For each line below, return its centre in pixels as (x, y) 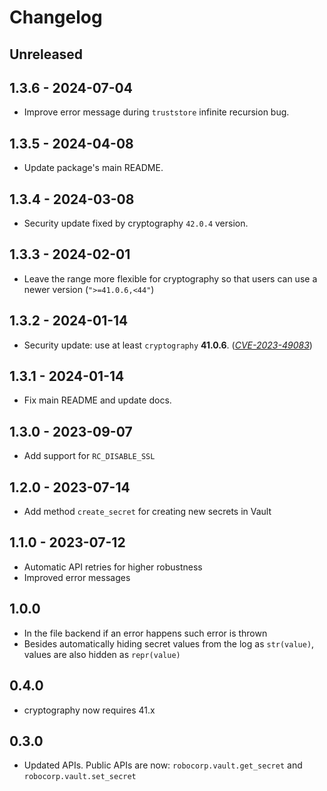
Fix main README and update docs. (97, 400)
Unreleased (46, 54)
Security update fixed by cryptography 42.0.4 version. (136, 223)
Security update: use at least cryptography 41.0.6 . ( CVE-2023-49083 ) (168, 345)
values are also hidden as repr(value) (102, 654)
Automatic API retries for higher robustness (113, 567)
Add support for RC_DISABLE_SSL (89, 456)
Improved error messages (77, 577)
